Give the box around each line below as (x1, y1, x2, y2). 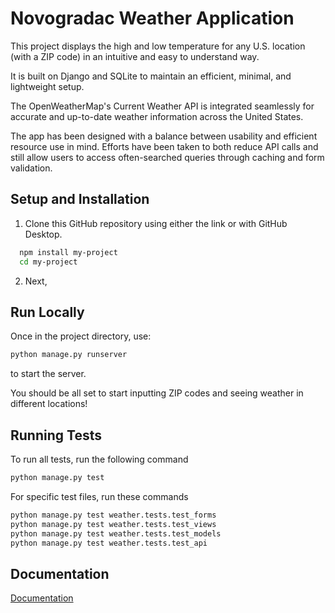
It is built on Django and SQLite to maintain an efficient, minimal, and (10, 70, 292, 82)
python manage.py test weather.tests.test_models (10, 528, 222, 539)
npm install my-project (19, 247, 118, 257)
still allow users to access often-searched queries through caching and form (10, 151, 325, 163)
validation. (10, 162, 53, 174)
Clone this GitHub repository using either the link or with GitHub (24, 217, 288, 229)
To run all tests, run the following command (10, 453, 189, 465)
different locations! (10, 398, 88, 410)
